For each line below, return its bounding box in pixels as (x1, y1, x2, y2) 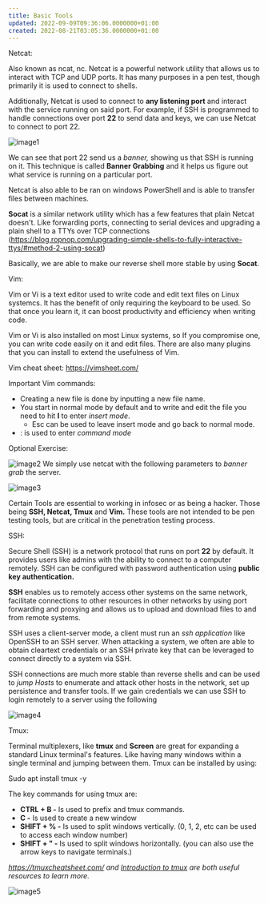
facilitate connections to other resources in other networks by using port (8, 596, 247, 606)
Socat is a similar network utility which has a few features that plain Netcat (8, 209, 254, 219)
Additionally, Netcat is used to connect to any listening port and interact (8, 97, 247, 106)
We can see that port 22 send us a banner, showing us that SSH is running (8, 153, 254, 162)
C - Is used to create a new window (19, 813, 138, 823)
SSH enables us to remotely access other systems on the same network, (8, 587, 248, 597)
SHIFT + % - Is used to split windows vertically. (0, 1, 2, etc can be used (19, 822, 257, 831)
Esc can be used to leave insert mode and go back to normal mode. (31, 420, 255, 429)
